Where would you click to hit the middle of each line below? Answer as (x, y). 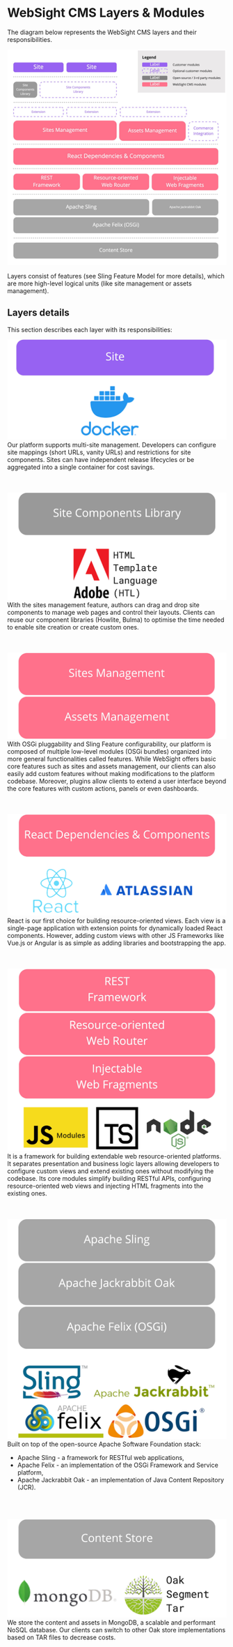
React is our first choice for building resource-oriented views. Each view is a (116, 921)
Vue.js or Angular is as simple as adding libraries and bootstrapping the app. (116, 943)
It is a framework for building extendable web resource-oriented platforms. (114, 1156)
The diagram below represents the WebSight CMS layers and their (102, 32)
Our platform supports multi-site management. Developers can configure (112, 445)
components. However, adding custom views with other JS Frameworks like (116, 936)
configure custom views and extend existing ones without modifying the (111, 1171)
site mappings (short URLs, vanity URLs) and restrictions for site (99, 452)
